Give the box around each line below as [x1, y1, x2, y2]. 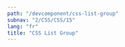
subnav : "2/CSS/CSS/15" [7, 17, 76, 23]
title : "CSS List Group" [7, 29, 79, 37]
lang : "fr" [7, 23, 39, 30]
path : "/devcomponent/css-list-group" [7, 10, 119, 17]
